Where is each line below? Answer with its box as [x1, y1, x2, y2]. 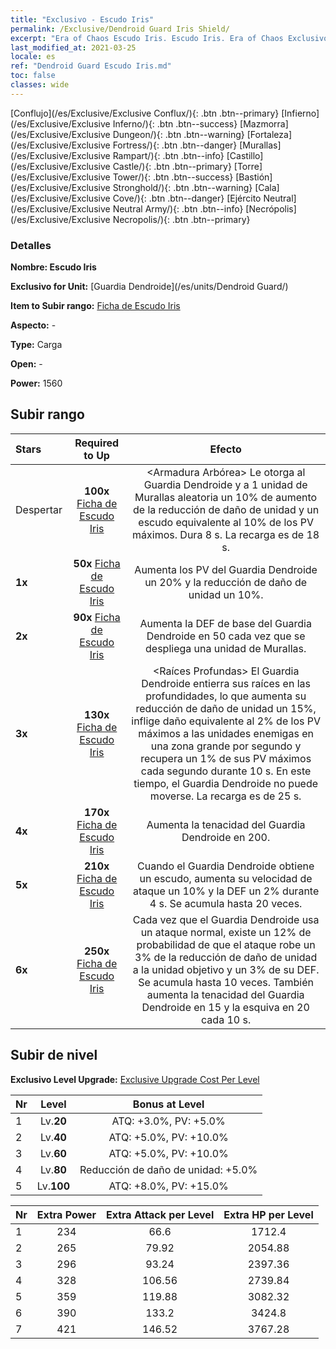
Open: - [10, 358, 43, 370]
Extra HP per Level [223, 1207, 314, 1221]
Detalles [10, 238, 52, 252]
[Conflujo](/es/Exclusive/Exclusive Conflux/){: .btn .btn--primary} [10, 107, 280, 119]
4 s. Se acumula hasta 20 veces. [149, 896, 303, 910]
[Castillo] [226, 149, 264, 161]
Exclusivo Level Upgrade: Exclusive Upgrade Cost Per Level [10, 1073, 260, 1085]
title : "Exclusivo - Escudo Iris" [10, 14, 155, 25]
